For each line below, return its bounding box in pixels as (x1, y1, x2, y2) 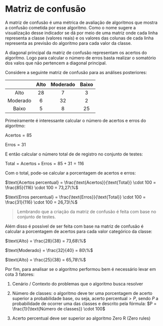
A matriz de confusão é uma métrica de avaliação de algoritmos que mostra (5, 19, 158, 25)
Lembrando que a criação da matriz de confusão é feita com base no (17, 209, 156, 214)
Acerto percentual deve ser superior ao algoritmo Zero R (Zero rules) (12, 315, 151, 321)
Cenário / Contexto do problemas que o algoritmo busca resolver (12, 281, 143, 287)
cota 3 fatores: (5, 271, 35, 277)
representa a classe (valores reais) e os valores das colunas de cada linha (5, 35, 154, 41)
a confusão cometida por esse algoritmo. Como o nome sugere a (5, 24, 136, 30)
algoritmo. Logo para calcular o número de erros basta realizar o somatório (5, 55, 156, 60)
